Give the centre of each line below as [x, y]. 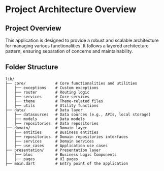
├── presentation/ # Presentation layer [53, 150]
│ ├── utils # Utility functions [52, 105]
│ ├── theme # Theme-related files [54, 101]
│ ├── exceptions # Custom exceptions [52, 88]
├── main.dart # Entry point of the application [67, 163]
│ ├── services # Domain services [50, 141]
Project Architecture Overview [71, 9]
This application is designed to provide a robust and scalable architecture [82, 40]
